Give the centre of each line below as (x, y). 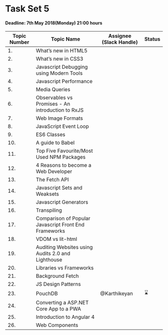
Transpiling (49, 210)
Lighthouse (49, 260)
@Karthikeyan (116, 293)
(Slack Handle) (120, 42)
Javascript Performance (64, 82)
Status (152, 39)
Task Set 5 (27, 9)
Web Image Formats (59, 118)
